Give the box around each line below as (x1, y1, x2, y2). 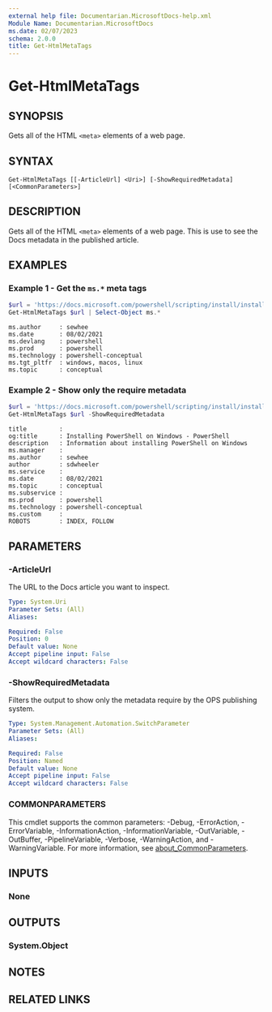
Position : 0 (8, 635, 49, 643)
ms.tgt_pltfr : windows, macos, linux (8, 358, 143, 367)
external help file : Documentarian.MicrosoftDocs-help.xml (8, 11, 212, 20)
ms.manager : (8, 447, 63, 455)
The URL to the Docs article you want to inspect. (8, 581, 170, 592)
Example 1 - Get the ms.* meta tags (8, 283, 147, 294)
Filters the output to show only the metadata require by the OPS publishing (8, 695, 257, 705)
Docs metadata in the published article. (8, 234, 139, 244)
